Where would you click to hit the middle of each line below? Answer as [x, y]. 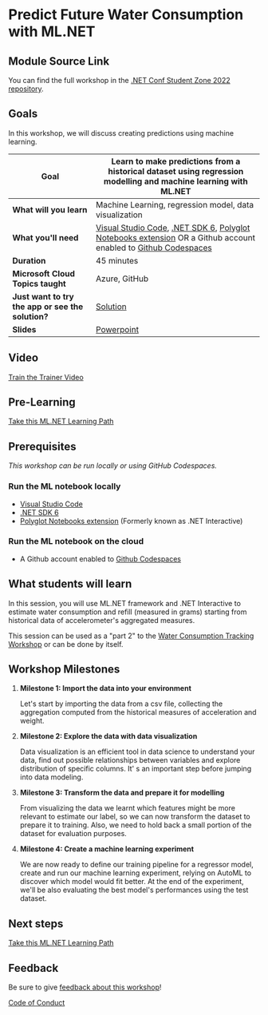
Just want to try [43, 296]
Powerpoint [117, 329]
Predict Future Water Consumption [126, 15]
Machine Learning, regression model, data [174, 204]
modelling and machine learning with [176, 181]
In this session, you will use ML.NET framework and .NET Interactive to [125, 603]
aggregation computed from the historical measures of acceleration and [138, 712]
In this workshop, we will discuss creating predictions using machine [121, 133]
